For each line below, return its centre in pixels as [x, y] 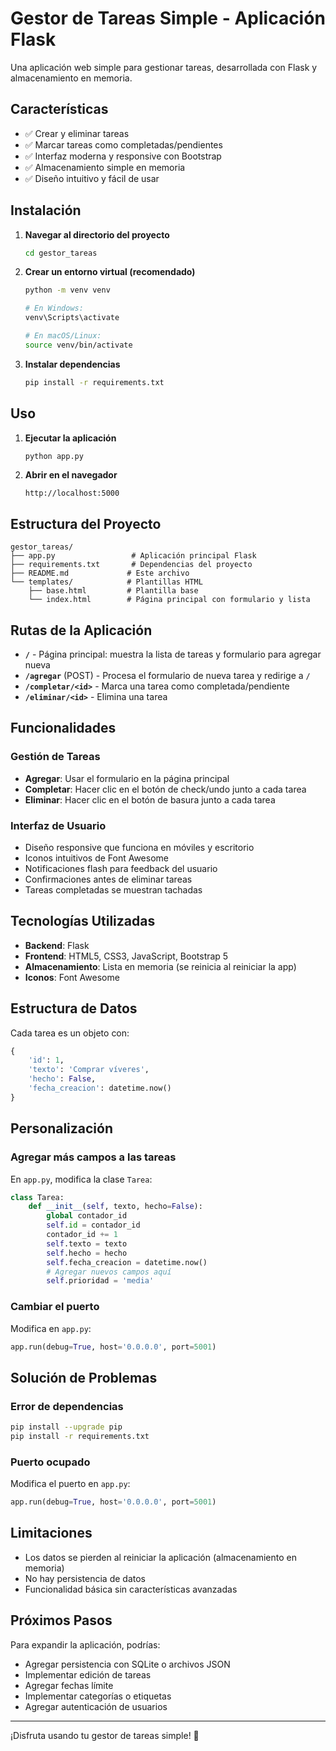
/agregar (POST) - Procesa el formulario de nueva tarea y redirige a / [167, 675]
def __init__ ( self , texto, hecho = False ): [115, 1207]
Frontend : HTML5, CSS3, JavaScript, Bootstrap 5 [126, 956]
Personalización [62, 1128]
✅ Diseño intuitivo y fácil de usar [92, 178]
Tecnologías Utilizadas [83, 921]
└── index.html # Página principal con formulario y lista [169, 600]
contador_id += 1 [82, 1235]
